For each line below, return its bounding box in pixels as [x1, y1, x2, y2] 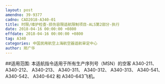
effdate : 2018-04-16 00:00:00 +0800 [5, 31, 83, 36]
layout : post [5, 7, 33, 13]
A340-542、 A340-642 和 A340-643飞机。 [5, 73, 98, 79]
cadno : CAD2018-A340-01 [5, 17, 56, 22]
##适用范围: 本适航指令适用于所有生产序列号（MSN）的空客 [5, 60, 131, 67]
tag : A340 [5, 36, 27, 41]
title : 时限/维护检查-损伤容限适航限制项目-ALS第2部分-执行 [5, 22, 120, 27]
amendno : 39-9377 [5, 12, 42, 17]
